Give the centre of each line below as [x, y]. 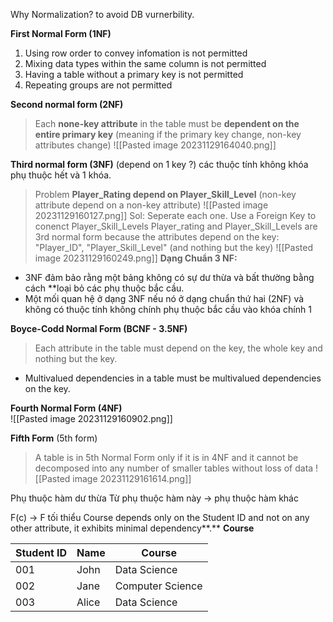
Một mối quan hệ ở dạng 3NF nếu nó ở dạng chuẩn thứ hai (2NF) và [164, 298]
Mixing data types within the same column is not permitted [145, 63]
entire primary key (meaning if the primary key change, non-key [168, 134]
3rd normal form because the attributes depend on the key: [157, 237]
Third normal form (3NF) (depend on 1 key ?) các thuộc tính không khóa [159, 164]
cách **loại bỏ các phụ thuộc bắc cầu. [104, 288]
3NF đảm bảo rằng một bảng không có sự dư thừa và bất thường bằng [169, 277]
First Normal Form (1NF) [61, 33]
